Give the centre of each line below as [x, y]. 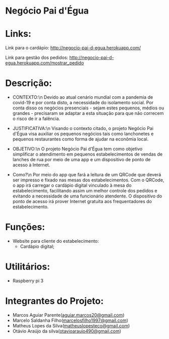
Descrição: [29, 83]
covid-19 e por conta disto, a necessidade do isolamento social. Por [83, 103]
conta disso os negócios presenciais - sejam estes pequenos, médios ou [88, 108]
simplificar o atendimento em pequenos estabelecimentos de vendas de [88, 154]
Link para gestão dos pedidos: [37, 57]
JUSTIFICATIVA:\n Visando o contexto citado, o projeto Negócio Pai [83, 128]
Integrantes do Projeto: [54, 301]
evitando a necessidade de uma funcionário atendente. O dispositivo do [87, 196]
